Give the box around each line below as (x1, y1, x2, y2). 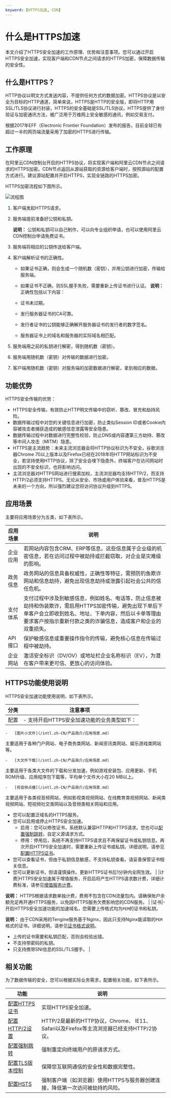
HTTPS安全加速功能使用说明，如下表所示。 (5, 693, 96, 699)
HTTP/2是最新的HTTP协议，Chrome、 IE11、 (41, 1017, 152, 1025)
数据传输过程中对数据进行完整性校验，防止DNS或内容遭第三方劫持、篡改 (12, 432, 165, 438)
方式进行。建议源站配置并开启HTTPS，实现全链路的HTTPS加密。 (5, 172, 142, 178)
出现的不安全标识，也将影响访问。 (12, 464, 84, 470)
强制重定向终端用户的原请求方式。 (41, 1046, 123, 1053)
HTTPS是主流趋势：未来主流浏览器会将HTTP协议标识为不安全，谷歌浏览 (12, 445, 164, 451)
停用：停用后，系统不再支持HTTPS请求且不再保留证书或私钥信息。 (20, 837, 160, 843)
